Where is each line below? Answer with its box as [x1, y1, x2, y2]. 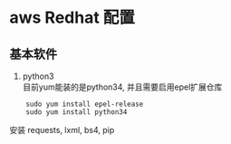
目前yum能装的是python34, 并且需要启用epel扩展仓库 [22, 82, 223, 92]
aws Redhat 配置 [9, 7, 136, 28]
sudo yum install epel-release [25, 100, 144, 109]
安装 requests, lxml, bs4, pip [9, 125, 115, 135]
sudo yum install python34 [25, 108, 128, 117]
